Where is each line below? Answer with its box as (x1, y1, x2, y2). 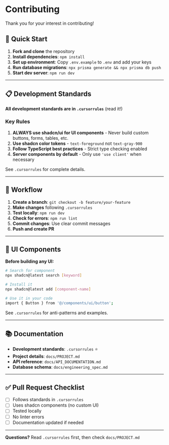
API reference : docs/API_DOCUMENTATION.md (12, 358, 101, 364)
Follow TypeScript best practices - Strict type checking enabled (12, 145, 147, 152)
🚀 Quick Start (5, 35, 48, 43)
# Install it (5, 282, 33, 287)
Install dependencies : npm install (12, 53, 85, 60)
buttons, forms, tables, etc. (12, 135, 69, 141)
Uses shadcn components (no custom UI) (12, 402, 99, 408)
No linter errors (12, 414, 44, 420)
